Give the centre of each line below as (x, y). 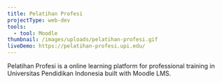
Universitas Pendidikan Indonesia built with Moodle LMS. (89, 73)
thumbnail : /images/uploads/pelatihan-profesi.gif (83, 40)
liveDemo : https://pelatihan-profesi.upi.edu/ (76, 46)
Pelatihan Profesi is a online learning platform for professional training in (111, 66)
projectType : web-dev (39, 20)
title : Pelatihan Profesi (45, 14)
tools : (17, 27)
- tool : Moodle (36, 33)
